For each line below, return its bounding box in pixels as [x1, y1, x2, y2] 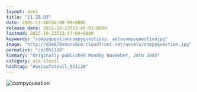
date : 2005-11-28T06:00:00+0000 [6, 19, 86, 25]
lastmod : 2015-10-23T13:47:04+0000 [6, 31, 94, 37]
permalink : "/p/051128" [6, 47, 65, 53]
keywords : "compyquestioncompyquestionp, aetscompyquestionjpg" [6, 36, 168, 42]
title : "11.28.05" [6, 14, 51, 20]
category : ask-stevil [6, 58, 60, 64]
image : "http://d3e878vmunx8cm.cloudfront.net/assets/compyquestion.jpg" [6, 42, 192, 48]
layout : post [6, 8, 38, 15]
